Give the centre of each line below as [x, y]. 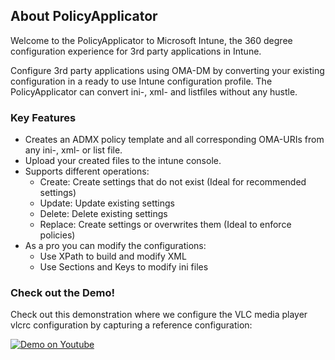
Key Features [43, 117]
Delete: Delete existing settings [103, 214]
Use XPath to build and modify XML [113, 256]
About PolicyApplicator [84, 16]
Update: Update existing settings [107, 203]
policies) [57, 235]
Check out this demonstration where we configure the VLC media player [159, 315]
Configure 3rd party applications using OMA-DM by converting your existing [167, 70]
